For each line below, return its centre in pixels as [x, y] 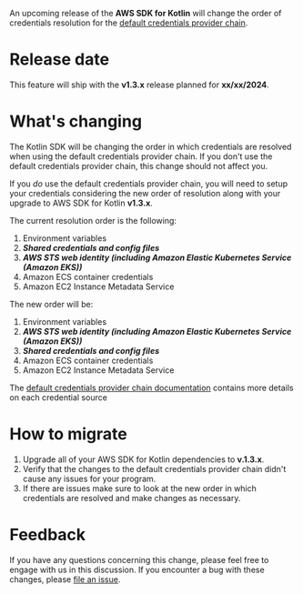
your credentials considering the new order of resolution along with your [145, 193]
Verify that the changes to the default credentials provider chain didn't [154, 468]
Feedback [48, 535]
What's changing [76, 121]
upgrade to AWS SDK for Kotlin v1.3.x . [81, 203]
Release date [60, 60]
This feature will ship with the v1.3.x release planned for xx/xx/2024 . [140, 85]
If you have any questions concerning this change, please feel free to [139, 559]
